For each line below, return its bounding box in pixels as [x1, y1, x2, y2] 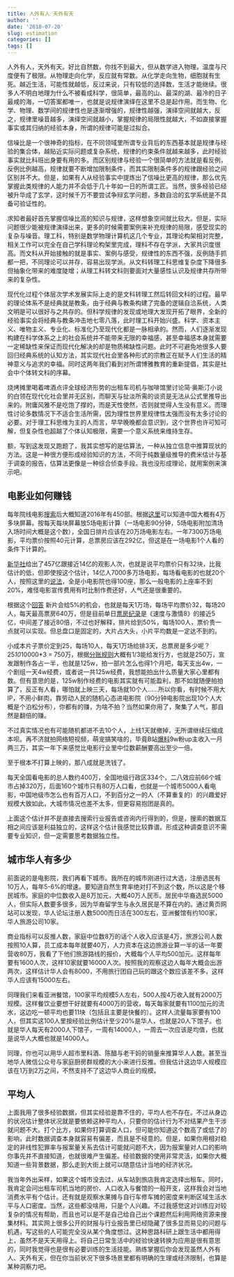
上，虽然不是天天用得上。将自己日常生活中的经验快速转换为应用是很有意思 [7, 1237, 221, 1245]
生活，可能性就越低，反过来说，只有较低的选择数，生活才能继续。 [31, 80, 221, 88]
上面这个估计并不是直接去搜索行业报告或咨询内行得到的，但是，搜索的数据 [7, 813, 221, 823]
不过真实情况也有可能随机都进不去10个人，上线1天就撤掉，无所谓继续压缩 [7, 726, 218, 734]
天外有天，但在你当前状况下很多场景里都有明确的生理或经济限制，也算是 [19, 1254, 227, 1262]
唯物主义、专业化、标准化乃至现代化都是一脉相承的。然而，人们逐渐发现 [19, 325, 227, 333]
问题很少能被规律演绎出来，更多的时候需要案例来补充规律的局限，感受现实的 [7, 223, 227, 231]
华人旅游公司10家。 [7, 917, 63, 926]
